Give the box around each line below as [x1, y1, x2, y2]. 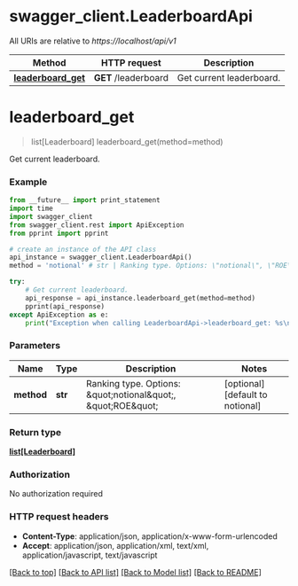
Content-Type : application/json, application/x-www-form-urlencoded [21, 530, 278, 542]
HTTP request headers [9, 511, 109, 523]
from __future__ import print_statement [9, 196, 161, 205]
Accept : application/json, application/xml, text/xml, [21, 540, 209, 551]
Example [9, 176, 48, 188]
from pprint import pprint [9, 229, 109, 238]
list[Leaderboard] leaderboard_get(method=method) [30, 136, 223, 147]
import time [9, 204, 53, 214]
